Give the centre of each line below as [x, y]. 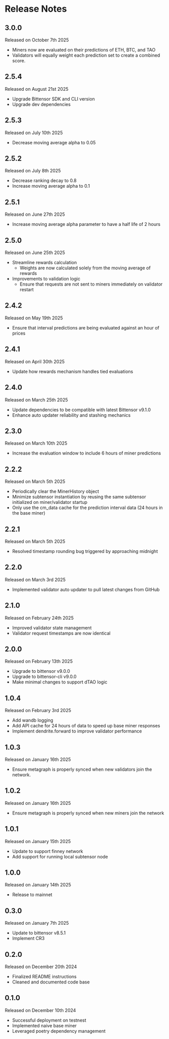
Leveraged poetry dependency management [59, 1031]
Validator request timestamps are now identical [61, 633]
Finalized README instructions [44, 977]
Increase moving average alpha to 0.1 [51, 186]
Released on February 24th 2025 [39, 618]
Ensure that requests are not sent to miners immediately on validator [91, 284]
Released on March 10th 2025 [36, 443]
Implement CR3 [28, 939]
